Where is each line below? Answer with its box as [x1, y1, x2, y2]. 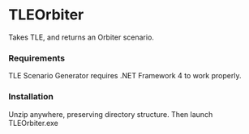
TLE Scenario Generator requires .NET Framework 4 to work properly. [8, 71, 242, 81]
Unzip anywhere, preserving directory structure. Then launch [8, 109, 213, 119]
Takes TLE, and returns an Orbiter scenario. [8, 32, 154, 42]
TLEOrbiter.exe [8, 118, 58, 128]
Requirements [8, 52, 66, 64]
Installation [8, 91, 54, 103]
